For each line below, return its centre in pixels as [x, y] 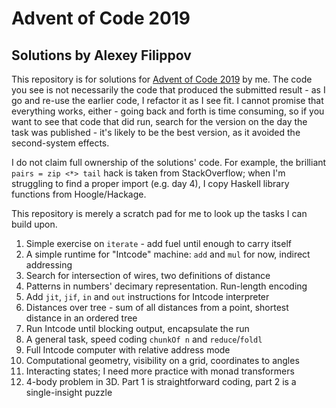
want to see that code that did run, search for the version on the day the [159, 121]
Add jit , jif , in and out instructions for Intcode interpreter [147, 296]
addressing [49, 265]
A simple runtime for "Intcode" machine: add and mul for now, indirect [168, 254]
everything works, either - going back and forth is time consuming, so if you [168, 111]
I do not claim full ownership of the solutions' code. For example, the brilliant [169, 162]
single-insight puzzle [69, 392]
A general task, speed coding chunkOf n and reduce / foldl [144, 339]
